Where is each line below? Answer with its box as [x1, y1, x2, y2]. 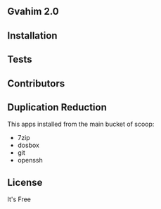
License [7, 176, 43, 189]
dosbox [17, 141, 40, 150]
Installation [7, 30, 58, 42]
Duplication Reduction [7, 101, 107, 113]
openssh [17, 156, 44, 165]
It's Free [7, 195, 32, 203]
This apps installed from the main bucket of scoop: [7, 120, 155, 129]
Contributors [7, 77, 65, 89]
